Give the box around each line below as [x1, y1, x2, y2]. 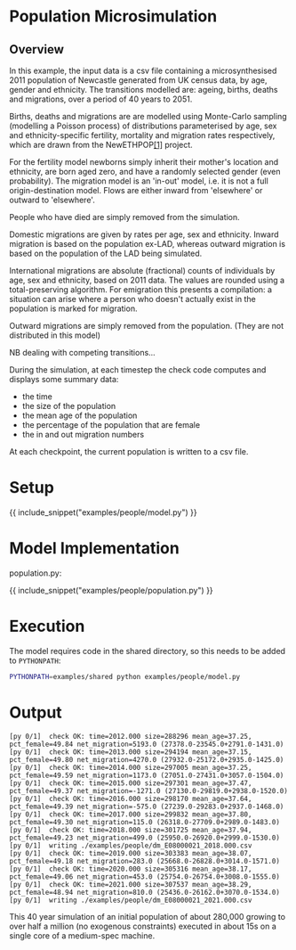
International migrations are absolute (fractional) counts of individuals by [9, 266, 276, 275]
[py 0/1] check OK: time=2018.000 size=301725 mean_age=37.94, [9, 825, 252, 834]
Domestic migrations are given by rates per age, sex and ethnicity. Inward [9, 229, 279, 240]
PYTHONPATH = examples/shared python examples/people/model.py [9, 672, 241, 681]
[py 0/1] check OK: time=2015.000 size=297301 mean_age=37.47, [9, 778, 252, 788]
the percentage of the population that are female [21, 420, 201, 430]
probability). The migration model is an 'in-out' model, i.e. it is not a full [9, 176, 268, 186]
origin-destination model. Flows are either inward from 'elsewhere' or [9, 185, 263, 195]
